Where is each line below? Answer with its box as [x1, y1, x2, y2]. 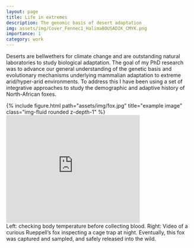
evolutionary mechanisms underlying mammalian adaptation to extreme [6, 72, 181, 79]
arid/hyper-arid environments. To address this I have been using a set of [6, 78, 183, 85]
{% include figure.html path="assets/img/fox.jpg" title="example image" [6, 102, 183, 109]
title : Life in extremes [6, 14, 68, 20]
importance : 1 [6, 31, 42, 37]
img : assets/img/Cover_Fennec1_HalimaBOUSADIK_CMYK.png [6, 25, 147, 32]
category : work [6, 36, 44, 42]
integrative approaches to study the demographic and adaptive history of [6, 84, 185, 91]
